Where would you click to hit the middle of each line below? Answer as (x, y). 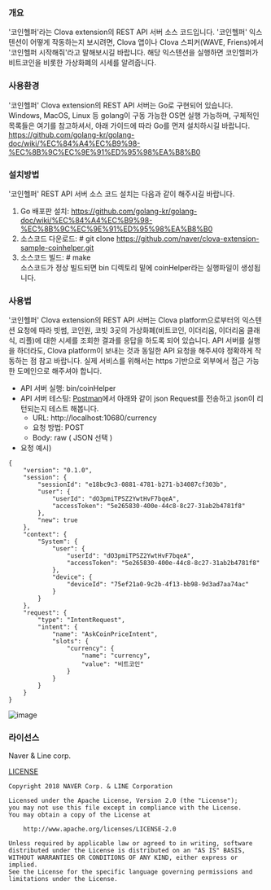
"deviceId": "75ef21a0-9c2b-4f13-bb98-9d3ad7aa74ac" (158, 585)
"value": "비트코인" (112, 664)
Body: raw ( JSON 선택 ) (72, 438)
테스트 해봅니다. (74, 409)
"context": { (45, 535)
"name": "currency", (116, 656)
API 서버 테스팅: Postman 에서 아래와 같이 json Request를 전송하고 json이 (137, 399)
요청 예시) (36, 448)
